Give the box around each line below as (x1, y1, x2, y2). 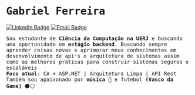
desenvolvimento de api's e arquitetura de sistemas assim (6, 52, 180, 59)
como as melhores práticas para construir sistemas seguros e (6, 58, 189, 65)
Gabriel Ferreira (6, 5, 106, 18)
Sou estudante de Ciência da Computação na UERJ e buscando (6, 35, 183, 42)
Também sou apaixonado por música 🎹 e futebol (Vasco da (6, 76, 174, 83)
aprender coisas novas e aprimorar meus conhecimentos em (6, 46, 177, 53)
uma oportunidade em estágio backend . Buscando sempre (6, 40, 167, 48)
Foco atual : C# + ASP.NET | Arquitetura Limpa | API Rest (6, 70, 177, 77)
